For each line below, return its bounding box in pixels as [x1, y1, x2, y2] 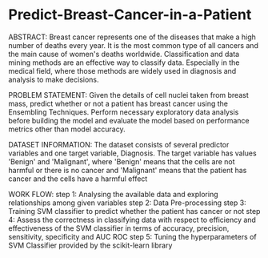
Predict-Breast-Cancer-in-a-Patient [8, 6, 252, 24]
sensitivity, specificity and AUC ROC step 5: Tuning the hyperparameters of [8, 232, 258, 241]
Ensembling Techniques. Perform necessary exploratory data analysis [8, 107, 239, 117]
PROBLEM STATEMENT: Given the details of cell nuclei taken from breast [8, 90, 250, 99]
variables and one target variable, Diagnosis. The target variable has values [8, 148, 258, 158]
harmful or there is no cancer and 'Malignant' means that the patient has [8, 165, 247, 175]
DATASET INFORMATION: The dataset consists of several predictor [8, 139, 230, 149]
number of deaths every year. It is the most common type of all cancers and [8, 40, 258, 50]
